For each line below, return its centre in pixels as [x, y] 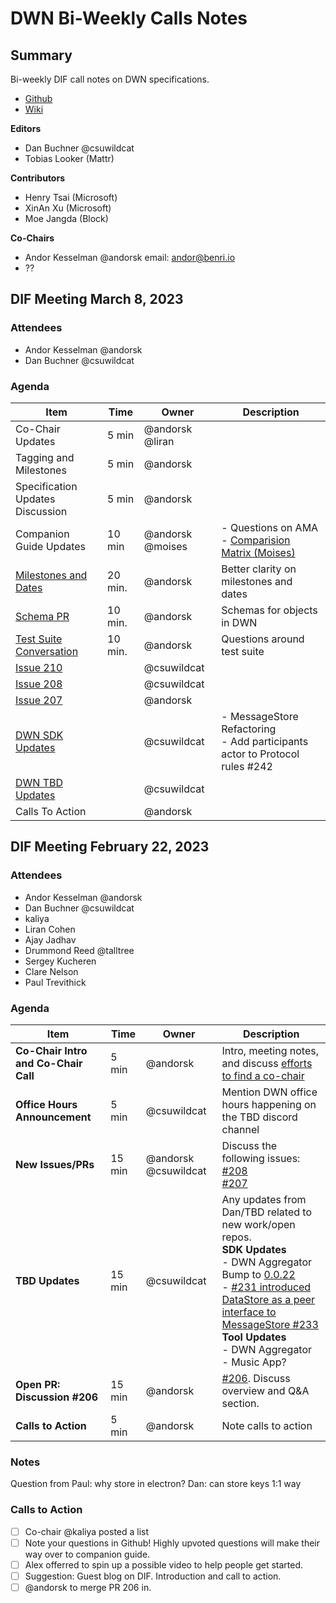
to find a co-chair [263, 1075]
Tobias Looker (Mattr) [69, 158]
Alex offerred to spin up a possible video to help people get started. [164, 1564]
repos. [236, 1237]
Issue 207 [39, 700]
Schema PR [42, 616]
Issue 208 [39, 684]
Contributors [38, 178]
